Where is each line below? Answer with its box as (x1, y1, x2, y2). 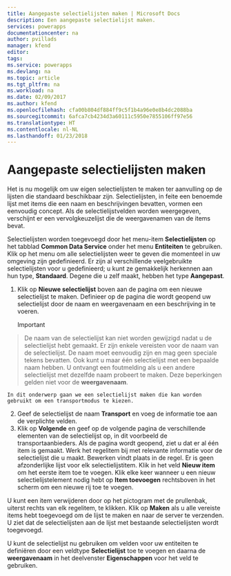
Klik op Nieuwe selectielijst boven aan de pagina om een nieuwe (17, 285, 202, 294)
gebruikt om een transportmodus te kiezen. (7, 398, 134, 405)
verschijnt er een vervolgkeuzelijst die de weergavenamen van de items (7, 214, 211, 223)
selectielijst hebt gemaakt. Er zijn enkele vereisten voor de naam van (23, 342, 219, 350)
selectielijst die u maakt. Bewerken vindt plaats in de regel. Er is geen (17, 454, 214, 462)
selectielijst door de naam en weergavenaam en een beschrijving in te (17, 300, 216, 308)
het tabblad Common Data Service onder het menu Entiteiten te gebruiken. (7, 243, 223, 251)
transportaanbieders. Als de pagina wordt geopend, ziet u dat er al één (17, 439, 219, 447)
